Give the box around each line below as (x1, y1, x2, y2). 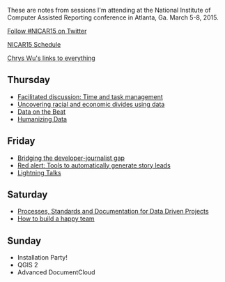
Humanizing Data (17, 114, 68, 123)
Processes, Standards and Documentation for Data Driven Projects (17, 207, 209, 216)
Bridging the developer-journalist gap (17, 154, 125, 162)
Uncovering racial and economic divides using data (17, 100, 165, 108)
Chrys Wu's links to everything (7, 54, 95, 62)
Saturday (7, 188, 48, 201)
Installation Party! (17, 253, 68, 262)
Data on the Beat (17, 107, 66, 116)
